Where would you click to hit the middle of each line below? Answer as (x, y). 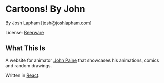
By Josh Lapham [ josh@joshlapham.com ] (48, 23)
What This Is (25, 48)
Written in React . (22, 75)
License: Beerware (25, 32)
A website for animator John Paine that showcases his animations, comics (82, 60)
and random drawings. (29, 65)
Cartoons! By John (45, 9)
